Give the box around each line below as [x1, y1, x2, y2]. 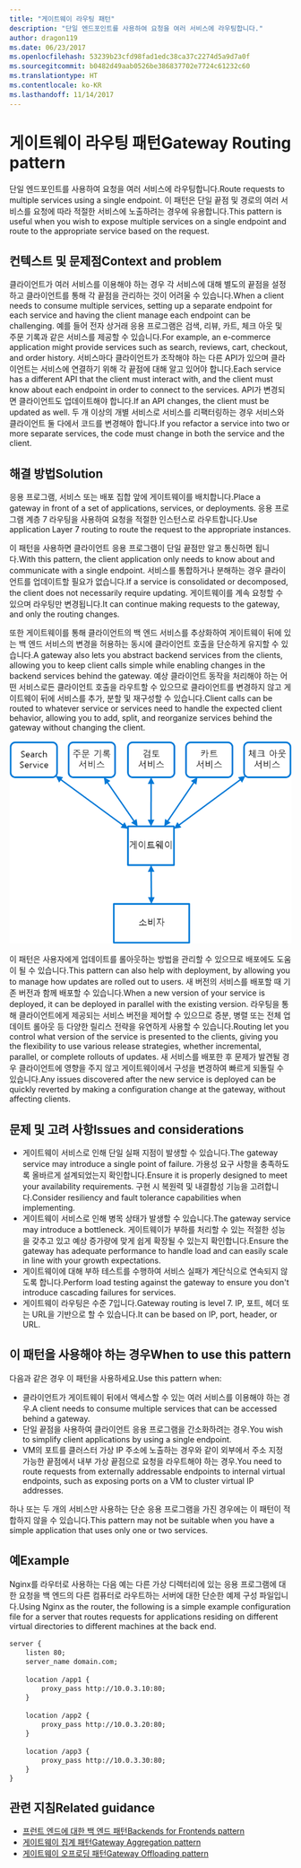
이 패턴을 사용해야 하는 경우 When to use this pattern [9, 1347, 291, 1363]
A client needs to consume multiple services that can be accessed [31, 1403, 278, 1414]
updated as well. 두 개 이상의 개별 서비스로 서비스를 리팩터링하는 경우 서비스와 [9, 407, 285, 417]
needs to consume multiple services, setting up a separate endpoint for [9, 301, 273, 311]
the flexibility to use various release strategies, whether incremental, [9, 1041, 262, 1052]
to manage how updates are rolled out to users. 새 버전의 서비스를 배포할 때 [9, 977, 282, 987]
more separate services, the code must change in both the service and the [9, 428, 285, 439]
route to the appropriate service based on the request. [9, 225, 211, 236]
